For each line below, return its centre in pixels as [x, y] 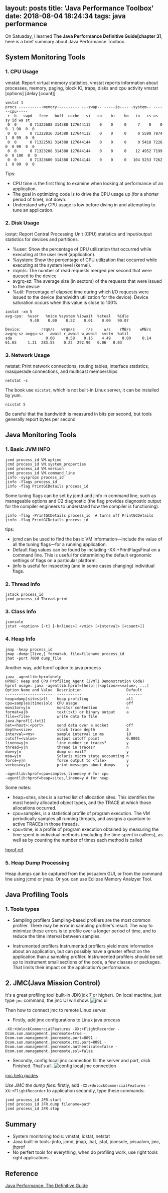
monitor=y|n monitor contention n [67, 707]
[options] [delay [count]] [31, 93]
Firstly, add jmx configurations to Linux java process [66, 1020]
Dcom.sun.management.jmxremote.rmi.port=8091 [53, 1043]
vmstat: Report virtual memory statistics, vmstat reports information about [81, 83]
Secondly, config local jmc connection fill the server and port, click [81, 1061]
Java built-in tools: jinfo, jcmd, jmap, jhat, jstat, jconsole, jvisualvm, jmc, [86, 1142]
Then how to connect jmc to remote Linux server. [56, 1010]
